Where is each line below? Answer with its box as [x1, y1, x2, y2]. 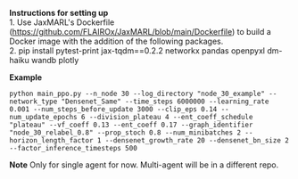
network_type [9, 97, 58, 106]
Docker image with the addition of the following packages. [9, 36, 224, 46]
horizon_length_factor [9, 136, 94, 145]
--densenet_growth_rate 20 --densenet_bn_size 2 [104, 136, 290, 145]
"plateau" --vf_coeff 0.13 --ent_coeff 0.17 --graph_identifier [9, 120, 253, 129]
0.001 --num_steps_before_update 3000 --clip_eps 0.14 [9, 105, 218, 114]
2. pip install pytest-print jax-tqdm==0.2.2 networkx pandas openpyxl [9, 45, 266, 56]
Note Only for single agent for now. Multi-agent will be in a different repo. [9, 159, 279, 170]
